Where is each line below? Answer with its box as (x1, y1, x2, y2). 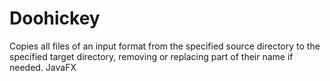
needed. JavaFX (9, 61, 77, 73)
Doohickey (9, 7, 101, 30)
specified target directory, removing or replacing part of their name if (9, 50, 294, 62)
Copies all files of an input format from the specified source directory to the (9, 40, 321, 52)
